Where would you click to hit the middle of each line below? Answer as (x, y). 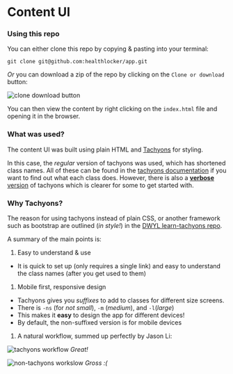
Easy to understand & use (54, 253)
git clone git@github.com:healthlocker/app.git (78, 62)
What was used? (36, 134)
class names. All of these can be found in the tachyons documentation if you (117, 170)
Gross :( (96, 363)
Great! (79, 350)
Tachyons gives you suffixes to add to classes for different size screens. (121, 300)
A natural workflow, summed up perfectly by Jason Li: (95, 336)
